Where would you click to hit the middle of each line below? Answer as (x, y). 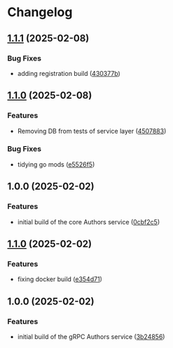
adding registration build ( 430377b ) (69, 73)
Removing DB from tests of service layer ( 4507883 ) (92, 131)
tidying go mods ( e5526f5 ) (56, 164)
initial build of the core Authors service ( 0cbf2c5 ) (88, 221)
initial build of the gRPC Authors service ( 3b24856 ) (91, 336)
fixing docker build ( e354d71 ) (60, 279)
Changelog (40, 12)
